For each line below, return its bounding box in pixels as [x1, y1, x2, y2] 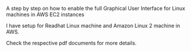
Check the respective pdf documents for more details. [6, 40, 137, 46]
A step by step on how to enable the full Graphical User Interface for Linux [6, 5, 186, 12]
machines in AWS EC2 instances [6, 11, 85, 18]
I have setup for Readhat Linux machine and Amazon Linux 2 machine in [6, 23, 180, 29]
